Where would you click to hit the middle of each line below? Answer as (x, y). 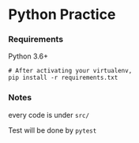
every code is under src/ (49, 115)
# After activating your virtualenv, (70, 71)
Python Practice (62, 15)
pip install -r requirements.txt (63, 78)
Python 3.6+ (28, 56)
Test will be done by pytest (53, 130)
